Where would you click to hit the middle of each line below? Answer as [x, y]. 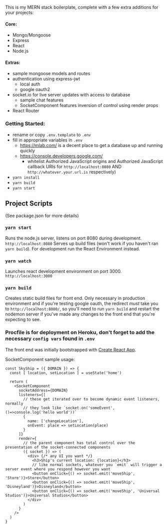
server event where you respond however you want [58, 469]
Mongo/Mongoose [31, 35]
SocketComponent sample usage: [40, 359]
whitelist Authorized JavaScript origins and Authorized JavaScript [95, 161]
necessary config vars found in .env [50, 338]
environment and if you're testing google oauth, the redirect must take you [82, 303]
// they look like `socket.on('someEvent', [69, 408]
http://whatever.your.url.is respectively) [72, 171]
